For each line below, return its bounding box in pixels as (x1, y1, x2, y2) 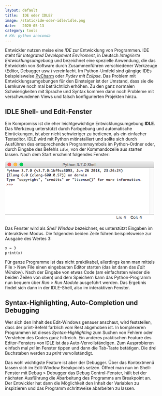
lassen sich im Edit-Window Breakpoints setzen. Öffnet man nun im (5, 364, 139, 370)
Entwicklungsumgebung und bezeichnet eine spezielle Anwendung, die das (5, 58, 156, 63)
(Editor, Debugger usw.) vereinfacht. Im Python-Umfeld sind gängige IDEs (5, 68, 152, 74)
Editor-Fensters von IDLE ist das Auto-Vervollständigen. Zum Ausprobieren (5, 340, 154, 346)
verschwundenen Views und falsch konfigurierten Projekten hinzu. (5, 94, 138, 99)
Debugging (5, 306, 40, 315)
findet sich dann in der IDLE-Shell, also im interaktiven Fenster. (5, 285, 130, 290)
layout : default (5, 8, 38, 13)
